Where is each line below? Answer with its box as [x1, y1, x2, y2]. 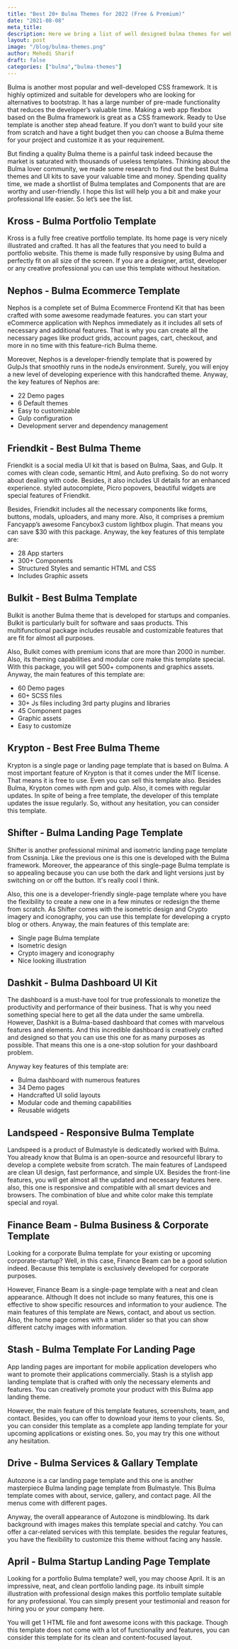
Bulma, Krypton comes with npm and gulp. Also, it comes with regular [7, 783, 211, 792]
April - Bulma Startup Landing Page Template [7, 1555, 211, 1567]
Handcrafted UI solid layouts [17, 1091, 101, 1099]
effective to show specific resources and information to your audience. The [7, 1300, 227, 1309]
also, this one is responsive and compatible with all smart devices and [7, 1183, 211, 1192]
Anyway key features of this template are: [7, 1062, 129, 1071]
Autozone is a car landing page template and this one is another [7, 1476, 193, 1484]
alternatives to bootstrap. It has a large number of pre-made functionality [7, 97, 221, 107]
